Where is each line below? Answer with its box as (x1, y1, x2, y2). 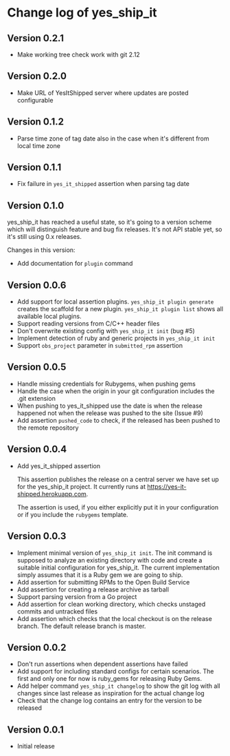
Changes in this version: (7, 246, 76, 254)
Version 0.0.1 (7, 724, 64, 735)
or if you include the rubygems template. (16, 510, 128, 518)
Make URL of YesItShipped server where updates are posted (16, 88, 189, 97)
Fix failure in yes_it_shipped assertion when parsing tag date (16, 180, 190, 188)
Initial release (16, 742, 55, 750)
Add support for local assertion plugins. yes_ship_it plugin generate (16, 297, 214, 306)
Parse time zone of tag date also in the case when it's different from (16, 134, 209, 143)
